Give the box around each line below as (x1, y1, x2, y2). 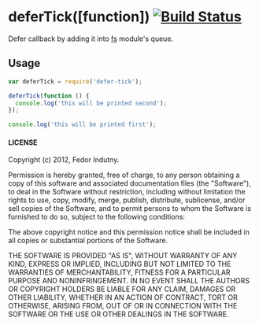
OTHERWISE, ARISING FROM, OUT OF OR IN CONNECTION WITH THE (8, 301, 238, 311)
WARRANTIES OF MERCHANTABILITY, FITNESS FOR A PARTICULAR (8, 268, 231, 277)
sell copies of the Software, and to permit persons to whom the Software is (8, 204, 252, 213)
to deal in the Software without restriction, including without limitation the (8, 187, 246, 197)
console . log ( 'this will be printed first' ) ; (8, 120, 157, 129)
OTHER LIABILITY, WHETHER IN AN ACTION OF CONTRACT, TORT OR (8, 293, 238, 302)
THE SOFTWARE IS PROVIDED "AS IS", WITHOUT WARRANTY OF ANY (8, 251, 238, 260)
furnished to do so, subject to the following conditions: (8, 212, 185, 222)
